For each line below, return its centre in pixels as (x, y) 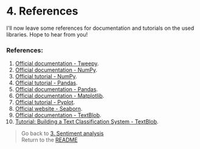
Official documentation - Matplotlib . (60, 96)
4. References (42, 11)
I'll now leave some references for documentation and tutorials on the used (100, 28)
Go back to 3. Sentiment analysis (62, 133)
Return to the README (49, 140)
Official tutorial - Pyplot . (45, 102)
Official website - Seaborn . (49, 109)
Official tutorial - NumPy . (46, 77)
